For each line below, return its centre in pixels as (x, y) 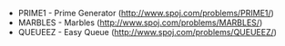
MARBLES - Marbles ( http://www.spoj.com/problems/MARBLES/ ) (140, 23)
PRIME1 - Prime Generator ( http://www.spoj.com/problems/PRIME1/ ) (146, 13)
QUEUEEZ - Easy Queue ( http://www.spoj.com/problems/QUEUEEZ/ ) (148, 32)
